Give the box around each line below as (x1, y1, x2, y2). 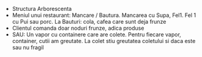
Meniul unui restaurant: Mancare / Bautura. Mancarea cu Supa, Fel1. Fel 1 (12, 12, 196, 19)
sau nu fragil (12, 44, 44, 51)
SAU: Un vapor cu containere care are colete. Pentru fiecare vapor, (12, 31, 182, 38)
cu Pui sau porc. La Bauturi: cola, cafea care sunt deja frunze (12, 18, 166, 25)
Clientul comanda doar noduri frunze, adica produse (12, 24, 144, 32)
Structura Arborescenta (12, 5, 72, 12)
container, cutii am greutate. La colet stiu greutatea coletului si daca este (12, 38, 196, 44)
